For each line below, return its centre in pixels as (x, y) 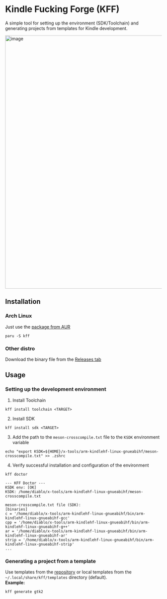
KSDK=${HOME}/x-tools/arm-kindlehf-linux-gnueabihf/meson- (96, 451)
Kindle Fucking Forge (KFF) (62, 9)
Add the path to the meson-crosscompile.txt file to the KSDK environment (86, 437)
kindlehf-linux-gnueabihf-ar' (37, 536)
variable (21, 442)
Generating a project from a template (50, 561)
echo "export (19, 451)
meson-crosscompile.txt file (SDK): (43, 505)
